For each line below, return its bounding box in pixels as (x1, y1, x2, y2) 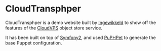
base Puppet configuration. (5, 39, 62, 45)
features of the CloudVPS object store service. (5, 24, 103, 30)
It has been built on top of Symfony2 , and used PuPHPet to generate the (5, 34, 156, 40)
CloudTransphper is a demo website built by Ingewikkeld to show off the (5, 19, 156, 25)
